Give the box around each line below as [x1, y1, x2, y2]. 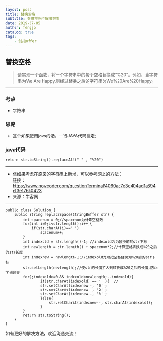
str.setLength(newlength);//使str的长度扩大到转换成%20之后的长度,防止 [23, 265, 158, 270]
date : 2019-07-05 [5, 20, 41, 26]
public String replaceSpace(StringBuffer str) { [14, 212, 114, 217]
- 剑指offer [14, 39, 37, 44]
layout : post [5, 7, 32, 12]
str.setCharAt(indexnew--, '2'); [40, 288, 108, 292]
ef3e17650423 [12, 188, 42, 194]
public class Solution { [5, 208, 56, 213]
